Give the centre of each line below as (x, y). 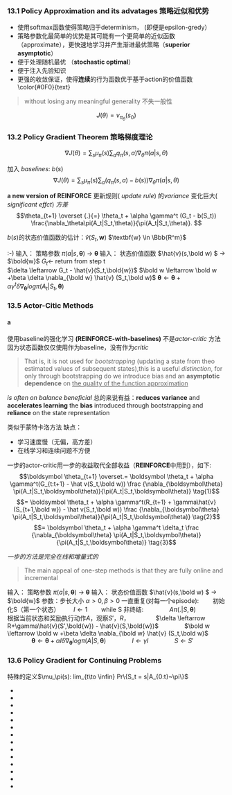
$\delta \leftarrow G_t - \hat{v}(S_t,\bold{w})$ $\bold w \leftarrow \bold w (112, 270)
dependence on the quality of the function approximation (106, 383)
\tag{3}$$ (162, 543)
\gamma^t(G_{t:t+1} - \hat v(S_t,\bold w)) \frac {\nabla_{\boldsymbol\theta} (116, 484)
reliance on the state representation (59, 413)
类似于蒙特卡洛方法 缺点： (44, 427)
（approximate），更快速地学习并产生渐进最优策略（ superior (104, 45)
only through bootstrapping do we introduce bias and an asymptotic (122, 376)
